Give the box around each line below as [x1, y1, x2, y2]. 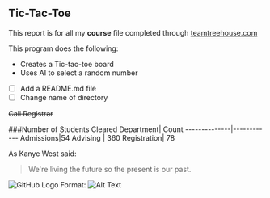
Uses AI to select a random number [19, 68, 139, 78]
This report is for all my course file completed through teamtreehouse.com [8, 27, 258, 37]
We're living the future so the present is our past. [27, 164, 192, 174]
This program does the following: [8, 44, 119, 53]
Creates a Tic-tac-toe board [19, 59, 115, 69]
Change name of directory [19, 92, 108, 102]
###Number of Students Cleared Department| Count [8, 124, 184, 134]
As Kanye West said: [8, 149, 77, 158]
